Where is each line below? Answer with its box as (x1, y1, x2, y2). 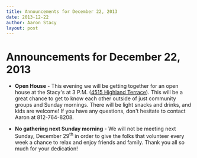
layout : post (6, 25, 38, 31)
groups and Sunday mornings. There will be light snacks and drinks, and (14, 101, 191, 108)
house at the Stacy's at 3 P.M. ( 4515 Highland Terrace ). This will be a (14, 89, 183, 96)
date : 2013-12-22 (6, 14, 49, 20)
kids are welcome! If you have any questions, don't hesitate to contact (14, 107, 186, 115)
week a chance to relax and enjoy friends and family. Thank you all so (14, 139, 185, 146)
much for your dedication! (14, 145, 78, 152)
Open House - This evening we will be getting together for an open (14, 83, 179, 90)
